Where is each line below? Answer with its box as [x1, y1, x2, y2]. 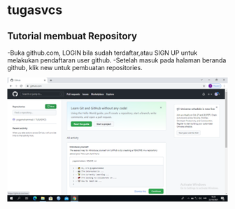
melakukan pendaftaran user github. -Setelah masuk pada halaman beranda [7, 56, 227, 65]
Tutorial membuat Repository [7, 30, 138, 42]
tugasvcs [7, 2, 63, 18]
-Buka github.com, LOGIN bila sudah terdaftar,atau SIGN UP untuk [7, 48, 198, 57]
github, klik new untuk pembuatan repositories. [7, 64, 143, 72]
